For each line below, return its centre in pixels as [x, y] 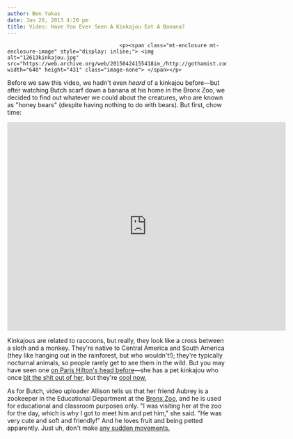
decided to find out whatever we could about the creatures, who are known [115, 97]
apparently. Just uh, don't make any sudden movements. [89, 428]
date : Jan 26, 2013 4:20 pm [48, 20]
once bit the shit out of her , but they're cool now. [77, 378]
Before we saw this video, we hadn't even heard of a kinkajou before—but [113, 83]
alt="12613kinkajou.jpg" [43, 58]
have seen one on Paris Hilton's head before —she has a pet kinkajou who [113, 370]
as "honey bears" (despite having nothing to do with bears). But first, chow [114, 105]
